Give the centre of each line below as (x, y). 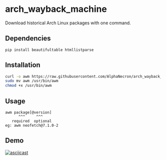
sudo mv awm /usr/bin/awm (32, 81)
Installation (23, 65)
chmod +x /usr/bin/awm (28, 86)
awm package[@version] (28, 112)
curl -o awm (17, 76)
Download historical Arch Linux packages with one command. (68, 23)
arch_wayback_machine (56, 9)
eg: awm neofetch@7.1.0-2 (32, 125)
